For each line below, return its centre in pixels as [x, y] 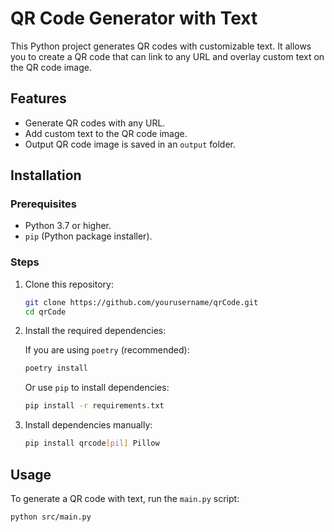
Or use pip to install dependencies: [97, 388]
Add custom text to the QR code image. [106, 133]
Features [38, 98]
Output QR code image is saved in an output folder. [130, 144]
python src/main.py [51, 517]
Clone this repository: [69, 284]
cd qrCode [45, 312]
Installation [46, 175]
